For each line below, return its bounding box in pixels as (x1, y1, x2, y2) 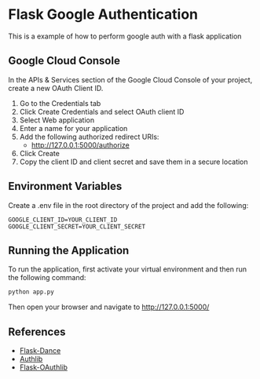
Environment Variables (8, 180, 123, 193)
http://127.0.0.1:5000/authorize (31, 140, 130, 150)
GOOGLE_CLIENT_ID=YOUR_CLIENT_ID (8, 216, 118, 224)
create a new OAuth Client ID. (8, 83, 104, 93)
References (8, 325, 66, 338)
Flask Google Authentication (8, 5, 199, 24)
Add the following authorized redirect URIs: (19, 132, 159, 141)
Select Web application (19, 115, 95, 125)
